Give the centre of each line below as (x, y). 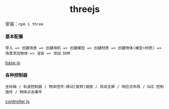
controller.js (17, 101)
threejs (85, 9)
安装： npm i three (24, 24)
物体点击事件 (31, 92)
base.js (13, 63)
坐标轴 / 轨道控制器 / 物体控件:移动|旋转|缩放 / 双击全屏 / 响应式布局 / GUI (80, 87)
